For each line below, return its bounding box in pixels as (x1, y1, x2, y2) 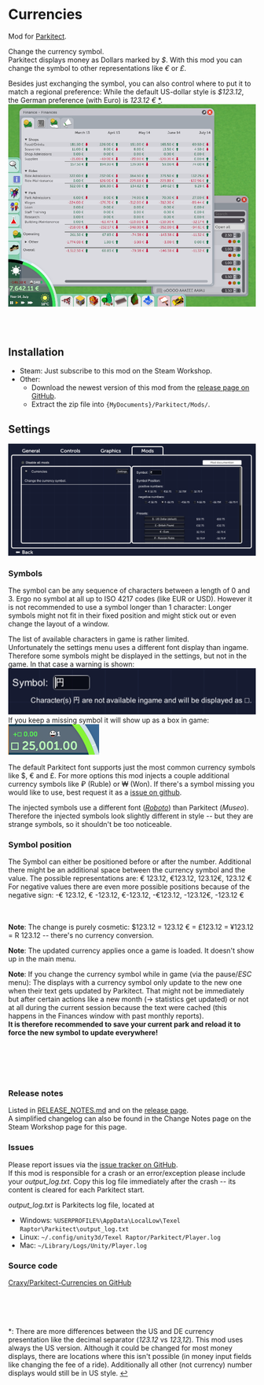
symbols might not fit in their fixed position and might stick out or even (8, 611, 236, 620)
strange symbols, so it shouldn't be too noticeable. (8, 819, 173, 828)
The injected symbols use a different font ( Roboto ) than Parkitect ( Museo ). (8, 803, 249, 812)
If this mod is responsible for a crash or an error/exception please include (8, 1168, 246, 1177)
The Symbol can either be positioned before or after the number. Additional (8, 857, 251, 866)
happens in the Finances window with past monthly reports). (8, 1012, 204, 1021)
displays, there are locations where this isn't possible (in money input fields (8, 1351, 252, 1361)
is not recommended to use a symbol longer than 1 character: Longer (8, 603, 232, 612)
